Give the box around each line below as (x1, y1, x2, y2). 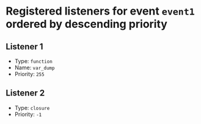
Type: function (14, 58, 53, 64)
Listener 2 (5, 88, 45, 98)
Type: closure (14, 104, 50, 111)
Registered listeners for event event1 (5, 4, 195, 18)
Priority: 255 (14, 71, 45, 77)
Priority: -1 (14, 111, 42, 118)
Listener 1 (5, 41, 43, 52)
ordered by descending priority (5, 17, 167, 31)
